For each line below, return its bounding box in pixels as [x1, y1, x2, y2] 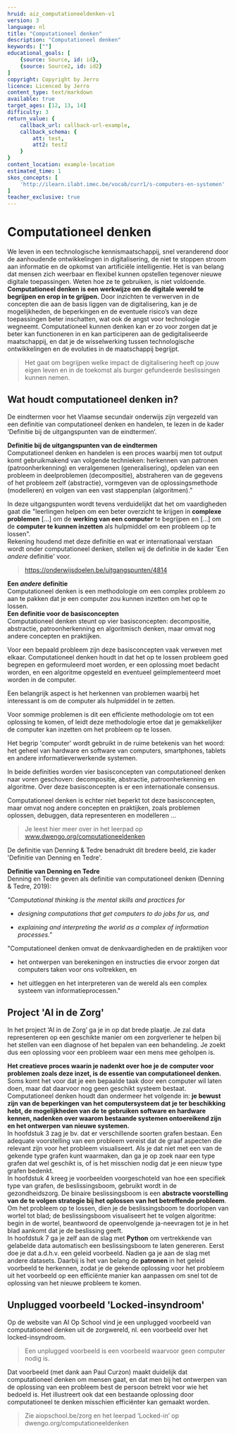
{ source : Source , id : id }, [20, 56, 99, 63]
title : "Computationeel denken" [7, 30, 102, 37]
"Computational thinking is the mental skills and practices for [7, 896, 185, 904]
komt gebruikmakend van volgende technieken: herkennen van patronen [7, 456, 218, 464]
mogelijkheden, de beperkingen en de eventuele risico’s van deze [7, 307, 198, 316]
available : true [7, 96, 55, 103]
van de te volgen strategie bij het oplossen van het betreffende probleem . [7, 1196, 227, 1205]
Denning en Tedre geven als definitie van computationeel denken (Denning [7, 874, 225, 883]
